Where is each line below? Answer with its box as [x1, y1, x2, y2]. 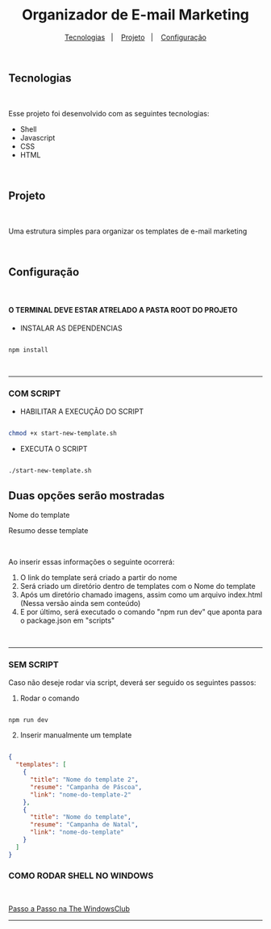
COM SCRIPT [8, 388, 61, 399]
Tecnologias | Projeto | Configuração [64, 32, 207, 42]
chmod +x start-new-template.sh [8, 429, 117, 437]
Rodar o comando [19, 693, 80, 703]
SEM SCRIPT [8, 659, 59, 670]
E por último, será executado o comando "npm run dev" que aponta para [19, 607, 262, 617]
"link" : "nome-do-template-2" [29, 790, 131, 799]
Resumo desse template [8, 526, 89, 536]
